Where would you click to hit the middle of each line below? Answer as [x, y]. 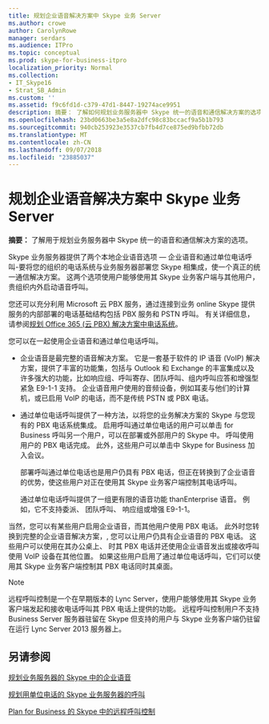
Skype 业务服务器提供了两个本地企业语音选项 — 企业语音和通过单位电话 [127, 257]
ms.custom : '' [32, 98]
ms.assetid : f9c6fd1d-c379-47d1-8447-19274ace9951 [94, 105]
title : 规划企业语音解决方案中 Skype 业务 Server [85, 16]
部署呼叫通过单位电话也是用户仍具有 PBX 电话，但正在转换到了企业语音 [138, 473]
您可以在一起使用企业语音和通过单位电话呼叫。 [85, 341]
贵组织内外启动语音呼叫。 [50, 287]
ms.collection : [34, 75]
